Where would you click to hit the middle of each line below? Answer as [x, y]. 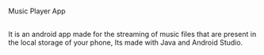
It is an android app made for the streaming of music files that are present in [132, 34]
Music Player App [37, 11]
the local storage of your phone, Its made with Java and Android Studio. [126, 42]
